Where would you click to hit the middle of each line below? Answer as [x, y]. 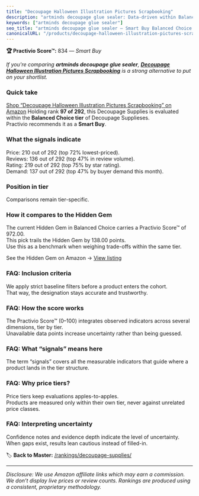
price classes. [23, 408]
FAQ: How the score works [45, 308]
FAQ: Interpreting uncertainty [49, 424]
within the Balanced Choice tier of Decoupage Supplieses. [78, 118]
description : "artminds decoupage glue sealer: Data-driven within [91, 17]
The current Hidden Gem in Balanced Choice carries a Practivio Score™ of [96, 228]
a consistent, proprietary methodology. [54, 487]
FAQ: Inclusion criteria [39, 273]
